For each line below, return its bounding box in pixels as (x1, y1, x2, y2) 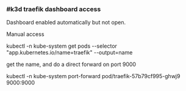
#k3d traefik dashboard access (6, 5, 101, 13)
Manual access (6, 31, 45, 38)
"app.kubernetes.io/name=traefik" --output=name (6, 49, 133, 56)
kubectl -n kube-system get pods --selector (6, 42, 118, 50)
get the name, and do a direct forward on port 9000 (6, 60, 136, 68)
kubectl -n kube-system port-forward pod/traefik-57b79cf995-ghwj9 (6, 73, 181, 80)
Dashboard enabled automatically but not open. (6, 19, 126, 26)
